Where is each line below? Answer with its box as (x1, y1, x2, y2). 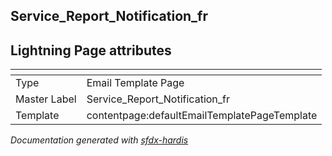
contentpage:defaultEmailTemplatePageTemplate (86, 109, 318, 123)
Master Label (15, 92, 77, 106)
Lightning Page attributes (10, 42, 172, 59)
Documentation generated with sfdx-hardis (10, 134, 189, 146)
